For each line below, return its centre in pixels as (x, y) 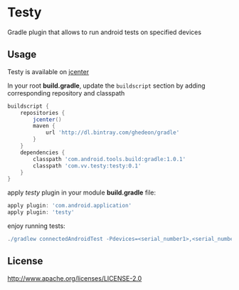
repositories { (43, 113)
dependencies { (43, 152)
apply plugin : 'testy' (41, 212)
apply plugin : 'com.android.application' (70, 206)
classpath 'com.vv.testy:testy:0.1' (87, 166)
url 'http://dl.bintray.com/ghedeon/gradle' (112, 133)
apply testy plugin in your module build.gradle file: (82, 192)
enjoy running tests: (36, 226)
